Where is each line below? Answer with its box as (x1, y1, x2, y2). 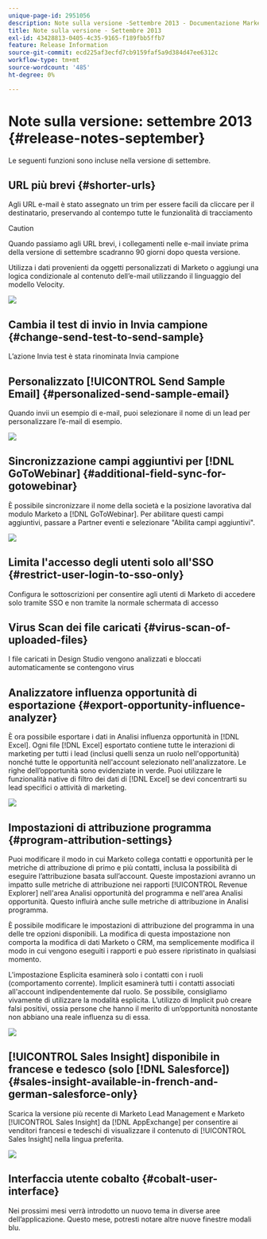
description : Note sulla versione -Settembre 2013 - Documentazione (8, 19, 240, 27)
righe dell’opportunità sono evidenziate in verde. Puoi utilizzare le (8, 766, 222, 775)
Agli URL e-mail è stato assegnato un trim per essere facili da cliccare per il (8, 200, 254, 210)
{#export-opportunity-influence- (78, 698, 246, 712)
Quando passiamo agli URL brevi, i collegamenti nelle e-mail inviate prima (8, 239, 249, 249)
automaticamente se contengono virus (8, 663, 135, 672)
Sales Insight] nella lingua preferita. (8, 1134, 124, 1143)
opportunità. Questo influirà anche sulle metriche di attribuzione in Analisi (8, 897, 249, 907)
